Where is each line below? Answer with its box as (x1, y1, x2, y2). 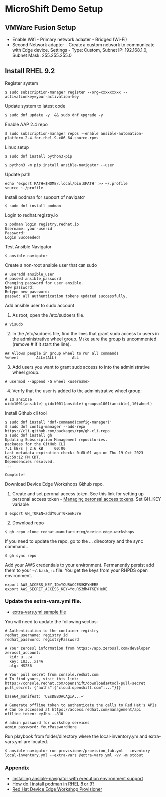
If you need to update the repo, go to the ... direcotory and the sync (5, 538, 143, 544)
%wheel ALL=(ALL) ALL (5, 355, 79, 360)
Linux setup (5, 144, 29, 150)
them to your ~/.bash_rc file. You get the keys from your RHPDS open (5, 567, 148, 573)
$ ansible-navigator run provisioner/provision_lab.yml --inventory (5, 748, 150, 754)
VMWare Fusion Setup (5, 23, 76, 32)
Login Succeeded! (5, 235, 41, 240)
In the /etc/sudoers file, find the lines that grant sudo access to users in (12, 330, 159, 336)
